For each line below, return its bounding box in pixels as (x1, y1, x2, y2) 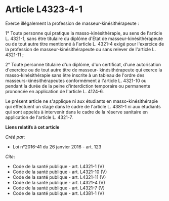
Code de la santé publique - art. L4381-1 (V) (12, 190, 105, 196)
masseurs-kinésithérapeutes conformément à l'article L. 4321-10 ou (5, 77, 147, 84)
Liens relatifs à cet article (5, 124, 60, 130)
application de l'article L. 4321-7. (5, 114, 73, 120)
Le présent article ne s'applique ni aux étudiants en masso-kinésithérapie (5, 98, 158, 104)
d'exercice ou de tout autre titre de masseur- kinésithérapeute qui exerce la (5, 67, 162, 73)
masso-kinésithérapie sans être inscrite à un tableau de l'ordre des (5, 72, 145, 78)
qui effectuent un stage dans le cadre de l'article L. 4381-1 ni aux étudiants (5, 103, 161, 109)
